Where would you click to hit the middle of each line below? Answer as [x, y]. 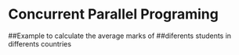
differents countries [40, 43]
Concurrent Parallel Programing [114, 14]
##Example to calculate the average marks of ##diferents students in [120, 36]
